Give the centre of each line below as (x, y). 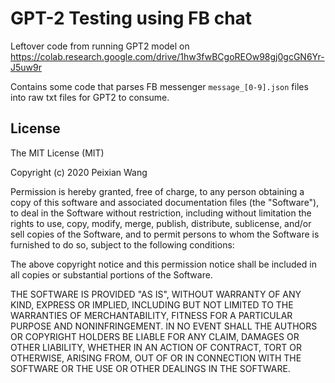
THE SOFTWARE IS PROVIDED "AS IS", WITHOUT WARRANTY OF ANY (156, 294)
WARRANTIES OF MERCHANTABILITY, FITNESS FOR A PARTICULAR (151, 315)
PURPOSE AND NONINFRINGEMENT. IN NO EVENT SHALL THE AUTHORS (164, 326)
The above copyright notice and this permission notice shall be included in (163, 264)
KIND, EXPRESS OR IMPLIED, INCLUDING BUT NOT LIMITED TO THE (152, 304)
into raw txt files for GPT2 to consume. (90, 97)
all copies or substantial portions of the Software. (111, 274)
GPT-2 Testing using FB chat (131, 18)
